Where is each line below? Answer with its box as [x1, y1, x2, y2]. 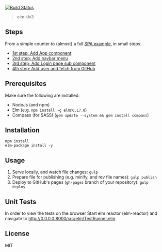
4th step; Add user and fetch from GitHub [12, 65, 96, 71]
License [5, 230, 30, 238]
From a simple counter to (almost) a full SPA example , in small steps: [5, 41, 142, 46]
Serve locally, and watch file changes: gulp [12, 169, 98, 175]
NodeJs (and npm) [12, 102, 50, 107]
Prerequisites [5, 80, 47, 88]
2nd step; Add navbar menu [12, 55, 68, 61]
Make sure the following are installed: [5, 92, 80, 98]
